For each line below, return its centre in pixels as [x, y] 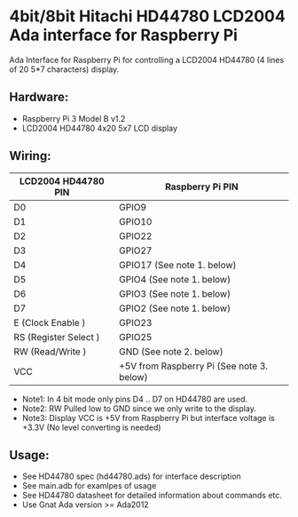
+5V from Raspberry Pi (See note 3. [194, 366]
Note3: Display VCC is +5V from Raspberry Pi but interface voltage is [148, 418]
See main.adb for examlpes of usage [89, 486]
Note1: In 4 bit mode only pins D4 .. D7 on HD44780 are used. [135, 399]
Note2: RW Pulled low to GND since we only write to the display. [139, 408]
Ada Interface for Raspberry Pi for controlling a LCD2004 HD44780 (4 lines [147, 60]
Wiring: [30, 156]
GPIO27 [136, 251]
